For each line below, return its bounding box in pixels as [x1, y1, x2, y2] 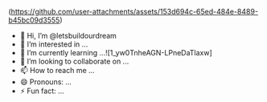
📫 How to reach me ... [19, 66, 95, 75]
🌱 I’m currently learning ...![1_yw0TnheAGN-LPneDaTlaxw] [19, 48, 213, 57]
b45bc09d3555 [8, 15, 60, 25]
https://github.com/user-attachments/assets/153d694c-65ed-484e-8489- [10, 7, 259, 16]
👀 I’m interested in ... [19, 39, 88, 49]
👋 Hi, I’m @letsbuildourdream [19, 31, 117, 40]
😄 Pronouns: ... [19, 77, 72, 87]
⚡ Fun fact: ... [19, 86, 64, 96]
